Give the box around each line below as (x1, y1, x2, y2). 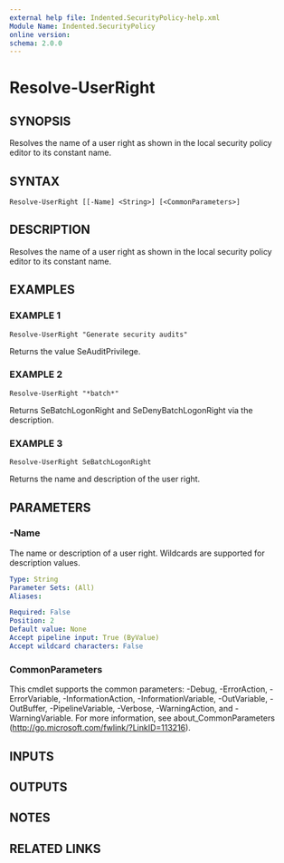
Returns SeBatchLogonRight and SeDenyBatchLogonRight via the (9, 404, 253, 415)
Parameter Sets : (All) (9, 583, 95, 592)
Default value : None (9, 625, 88, 635)
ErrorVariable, (9, 693, 62, 704)
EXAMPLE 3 (9, 437, 63, 450)
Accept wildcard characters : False (9, 641, 144, 651)
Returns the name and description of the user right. (9, 473, 201, 485)
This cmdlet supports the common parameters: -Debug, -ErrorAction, (9, 684, 269, 694)
